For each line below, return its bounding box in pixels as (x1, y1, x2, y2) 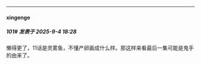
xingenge (6, 14, 31, 21)
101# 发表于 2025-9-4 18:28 (6, 28, 77, 36)
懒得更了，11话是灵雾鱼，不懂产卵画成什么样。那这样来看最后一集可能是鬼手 (6, 44, 194, 51)
